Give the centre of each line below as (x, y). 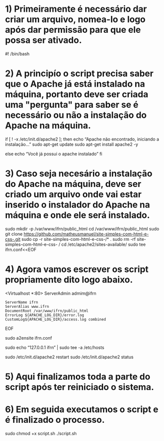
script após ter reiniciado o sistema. (80, 387)
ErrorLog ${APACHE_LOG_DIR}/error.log (45, 315)
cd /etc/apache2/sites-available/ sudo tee (103, 244)
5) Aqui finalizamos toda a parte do (78, 377)
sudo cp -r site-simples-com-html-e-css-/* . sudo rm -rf (79, 239)
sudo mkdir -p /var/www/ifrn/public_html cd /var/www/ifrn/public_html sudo (82, 229)
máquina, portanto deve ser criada (77, 94)
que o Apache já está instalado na (75, 84)
